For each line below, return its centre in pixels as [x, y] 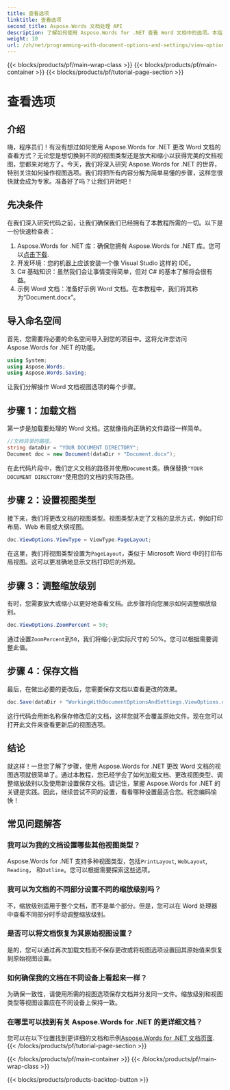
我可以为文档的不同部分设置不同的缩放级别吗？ [84, 889]
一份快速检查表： [31, 231]
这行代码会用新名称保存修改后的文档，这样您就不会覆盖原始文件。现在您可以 [115, 716]
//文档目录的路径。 [31, 442]
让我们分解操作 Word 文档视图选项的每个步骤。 [73, 387]
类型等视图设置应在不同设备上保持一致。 [64, 1003]
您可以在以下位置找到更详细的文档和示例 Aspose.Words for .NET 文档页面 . [111, 1038]
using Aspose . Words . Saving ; [47, 373]
